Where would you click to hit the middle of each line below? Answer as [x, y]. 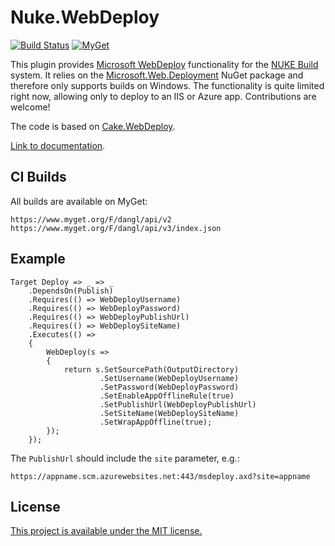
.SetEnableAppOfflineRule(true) [167, 396]
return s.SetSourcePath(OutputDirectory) [151, 369]
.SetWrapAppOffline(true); [156, 422]
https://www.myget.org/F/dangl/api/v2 [91, 219]
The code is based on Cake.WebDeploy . [93, 126]
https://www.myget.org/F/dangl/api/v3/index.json [116, 228]
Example [38, 259]
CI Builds [38, 177]
